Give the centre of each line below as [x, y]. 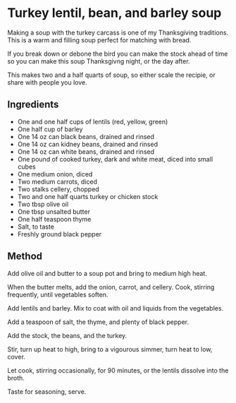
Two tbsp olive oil [43, 204]
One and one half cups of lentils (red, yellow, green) [93, 121]
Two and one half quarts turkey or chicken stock [88, 196]
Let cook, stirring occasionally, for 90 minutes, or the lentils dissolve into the [118, 370]
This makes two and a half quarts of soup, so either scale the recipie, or [112, 75]
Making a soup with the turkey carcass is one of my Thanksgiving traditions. [118, 32]
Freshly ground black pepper [60, 234]
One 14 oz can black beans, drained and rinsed [86, 136]
